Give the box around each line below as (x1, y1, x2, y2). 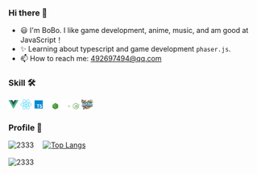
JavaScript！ (19, 35, 64, 45)
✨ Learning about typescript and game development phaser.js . (19, 44, 231, 54)
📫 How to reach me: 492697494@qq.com (19, 54, 162, 64)
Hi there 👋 (8, 7, 48, 19)
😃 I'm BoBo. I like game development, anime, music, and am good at (19, 26, 249, 35)
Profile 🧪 (8, 122, 43, 133)
